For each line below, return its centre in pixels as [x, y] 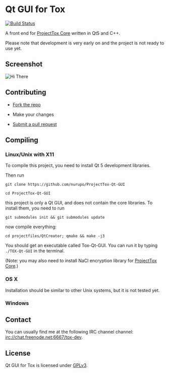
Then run [15, 175]
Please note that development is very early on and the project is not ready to [85, 43]
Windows [17, 303]
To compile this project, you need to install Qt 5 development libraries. [78, 165]
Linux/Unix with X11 [30, 154]
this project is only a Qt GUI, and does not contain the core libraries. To [79, 203]
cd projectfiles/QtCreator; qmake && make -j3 [55, 236]
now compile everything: [31, 227]
